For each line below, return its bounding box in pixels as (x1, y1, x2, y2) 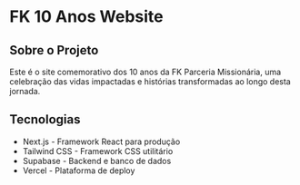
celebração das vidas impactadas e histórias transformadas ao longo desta (9, 76, 291, 87)
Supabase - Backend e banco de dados (22, 155, 172, 166)
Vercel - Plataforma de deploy (22, 165, 135, 176)
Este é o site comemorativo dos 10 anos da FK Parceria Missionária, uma (9, 66, 282, 77)
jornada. (9, 86, 41, 96)
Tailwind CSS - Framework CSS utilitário (22, 145, 174, 156)
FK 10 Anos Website (9, 6, 164, 27)
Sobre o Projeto (9, 43, 99, 58)
